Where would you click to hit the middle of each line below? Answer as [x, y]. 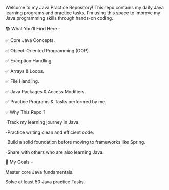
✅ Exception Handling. [29, 61]
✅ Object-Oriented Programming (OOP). [48, 50]
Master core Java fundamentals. [39, 172]
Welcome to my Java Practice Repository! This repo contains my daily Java [84, 7]
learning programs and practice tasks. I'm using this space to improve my [83, 13]
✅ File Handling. [22, 81]
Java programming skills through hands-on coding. [59, 18]
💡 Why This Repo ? [25, 112]
